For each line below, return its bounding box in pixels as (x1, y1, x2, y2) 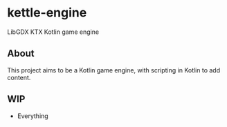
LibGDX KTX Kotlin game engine (7, 28, 99, 36)
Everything (17, 112, 48, 120)
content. (7, 73, 31, 81)
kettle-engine (7, 5, 87, 21)
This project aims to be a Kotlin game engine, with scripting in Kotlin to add (7, 66, 221, 74)
